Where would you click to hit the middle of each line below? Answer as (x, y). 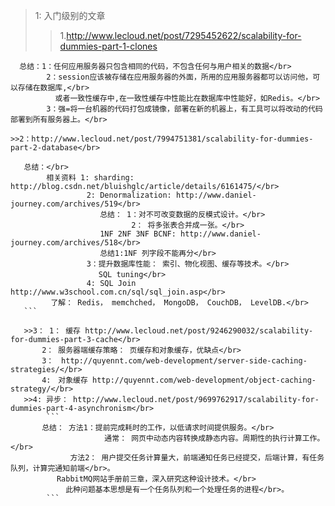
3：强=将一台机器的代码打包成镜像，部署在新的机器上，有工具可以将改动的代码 (184, 109)
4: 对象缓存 (64, 380)
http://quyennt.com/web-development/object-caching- (204, 380)
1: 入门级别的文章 (70, 15)
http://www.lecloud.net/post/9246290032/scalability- (199, 331)
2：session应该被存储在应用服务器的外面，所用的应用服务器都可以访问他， (179, 77)
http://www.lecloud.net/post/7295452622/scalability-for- (184, 35)
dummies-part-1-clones (108, 46)
